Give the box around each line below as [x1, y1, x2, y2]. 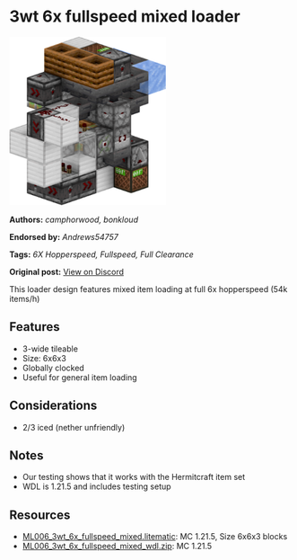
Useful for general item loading [22, 371, 137, 383]
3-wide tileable [22, 343, 79, 354]
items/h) [9, 293, 40, 304]
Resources [9, 507, 71, 522]
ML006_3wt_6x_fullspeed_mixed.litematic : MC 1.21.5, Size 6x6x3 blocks [22, 531, 288, 542]
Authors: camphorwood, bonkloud [9, 214, 139, 225]
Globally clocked [22, 362, 85, 373]
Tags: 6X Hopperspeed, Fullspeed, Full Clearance [9, 249, 195, 260]
